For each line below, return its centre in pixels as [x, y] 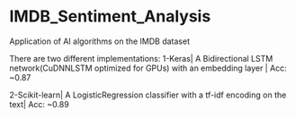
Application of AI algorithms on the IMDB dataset [100, 41]
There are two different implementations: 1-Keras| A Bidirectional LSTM [141, 58]
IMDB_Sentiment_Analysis [110, 17]
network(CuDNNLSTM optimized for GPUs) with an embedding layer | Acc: [148, 68]
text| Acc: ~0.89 [39, 104]
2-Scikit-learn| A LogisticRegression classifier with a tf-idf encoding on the [148, 95]
